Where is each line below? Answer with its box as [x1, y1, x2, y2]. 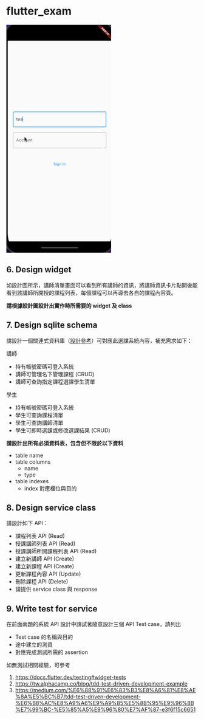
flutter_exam [6, 4, 72, 18]
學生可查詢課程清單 [15, 411, 64, 419]
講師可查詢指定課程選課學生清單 [15, 378, 95, 385]
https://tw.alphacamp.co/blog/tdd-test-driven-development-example [15, 680, 188, 687]
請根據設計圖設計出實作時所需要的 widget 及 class [6, 302, 132, 309]
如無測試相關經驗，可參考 [6, 661, 70, 669]
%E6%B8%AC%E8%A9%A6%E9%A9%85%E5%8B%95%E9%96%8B [15, 700, 194, 707]
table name [15, 452, 44, 459]
